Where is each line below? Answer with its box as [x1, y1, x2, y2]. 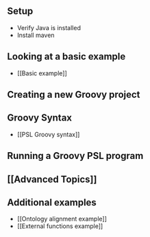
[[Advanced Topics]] [7, 173, 97, 185]
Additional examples [7, 197, 97, 208]
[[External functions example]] [16, 222, 103, 230]
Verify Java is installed [16, 23, 81, 32]
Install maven [16, 31, 55, 39]
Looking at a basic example [7, 51, 126, 62]
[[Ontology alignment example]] [16, 215, 108, 223]
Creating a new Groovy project [7, 89, 140, 101]
